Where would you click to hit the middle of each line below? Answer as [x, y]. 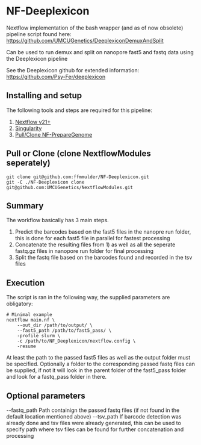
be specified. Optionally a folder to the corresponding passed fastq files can [101, 364]
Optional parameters [46, 396]
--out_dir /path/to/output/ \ [55, 325]
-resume [26, 347]
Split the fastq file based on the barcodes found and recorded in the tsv [104, 258]
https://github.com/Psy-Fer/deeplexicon [56, 76]
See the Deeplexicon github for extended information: [73, 70]
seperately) [28, 163]
